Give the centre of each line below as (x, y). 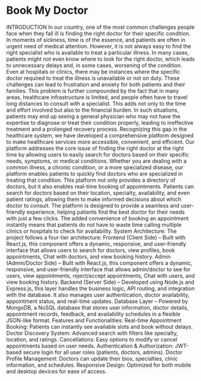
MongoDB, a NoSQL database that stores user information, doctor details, (97, 307)
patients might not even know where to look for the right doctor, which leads (100, 59)
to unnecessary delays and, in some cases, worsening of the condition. (94, 65)
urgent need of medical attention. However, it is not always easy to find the (99, 46)
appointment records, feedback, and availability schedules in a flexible (93, 314)
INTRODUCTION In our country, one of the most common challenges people (100, 27)
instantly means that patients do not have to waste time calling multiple (94, 224)
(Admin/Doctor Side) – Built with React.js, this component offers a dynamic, (99, 263)
